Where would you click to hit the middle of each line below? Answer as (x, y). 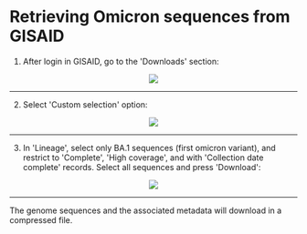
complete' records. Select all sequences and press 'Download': (142, 167)
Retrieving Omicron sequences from (150, 17)
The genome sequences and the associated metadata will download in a (146, 210)
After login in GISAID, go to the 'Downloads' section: (121, 61)
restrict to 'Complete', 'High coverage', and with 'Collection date (143, 158)
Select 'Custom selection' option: (85, 104)
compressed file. (41, 219)
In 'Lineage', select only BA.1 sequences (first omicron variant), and (149, 148)
